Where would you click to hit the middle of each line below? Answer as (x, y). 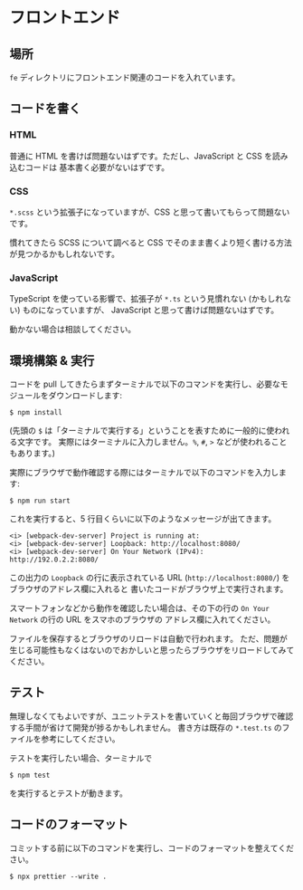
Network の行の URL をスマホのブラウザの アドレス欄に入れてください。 (142, 619)
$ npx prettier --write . (58, 876)
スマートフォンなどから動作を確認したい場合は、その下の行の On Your (139, 608)
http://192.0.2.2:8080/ (54, 560)
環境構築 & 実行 (52, 361)
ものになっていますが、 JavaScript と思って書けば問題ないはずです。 (151, 310)
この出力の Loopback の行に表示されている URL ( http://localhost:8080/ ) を (150, 578)
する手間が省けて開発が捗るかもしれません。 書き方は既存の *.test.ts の (146, 727)
